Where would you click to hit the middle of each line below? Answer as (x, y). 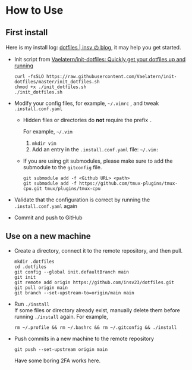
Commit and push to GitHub (48, 217)
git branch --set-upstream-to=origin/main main (74, 293)
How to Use (34, 10)
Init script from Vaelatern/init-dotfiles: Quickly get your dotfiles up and (100, 59)
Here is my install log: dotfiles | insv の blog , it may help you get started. (93, 47)
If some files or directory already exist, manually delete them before (97, 310)
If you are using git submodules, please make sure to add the (98, 161)
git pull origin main (41, 287)
